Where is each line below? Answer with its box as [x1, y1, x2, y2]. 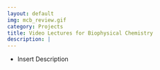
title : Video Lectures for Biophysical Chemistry [7, 29, 154, 37]
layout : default [7, 10, 54, 17]
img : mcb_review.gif [7, 17, 67, 24]
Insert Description [17, 55, 69, 63]
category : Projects [7, 23, 64, 30]
